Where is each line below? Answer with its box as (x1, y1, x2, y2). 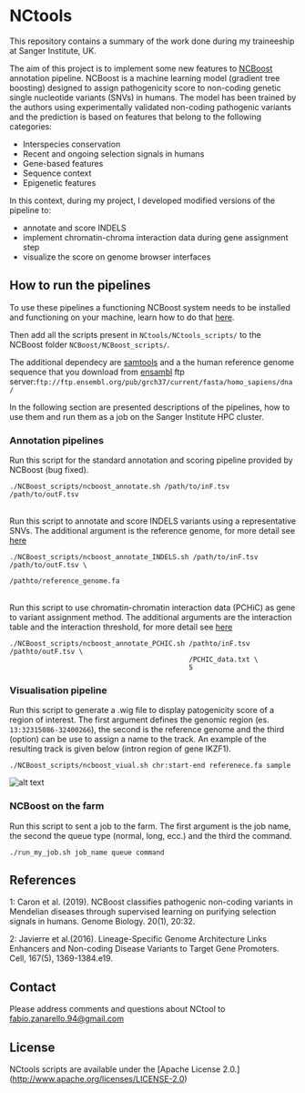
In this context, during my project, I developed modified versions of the (9, 195, 276, 206)
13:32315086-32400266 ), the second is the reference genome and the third (9, 724, 285, 735)
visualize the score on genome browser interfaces (22, 251, 211, 262)
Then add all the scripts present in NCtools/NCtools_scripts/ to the (9, 329, 261, 340)
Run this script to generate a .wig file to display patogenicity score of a (9, 705, 275, 716)
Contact (9, 979, 56, 995)
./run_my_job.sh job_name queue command (9, 848, 166, 857)
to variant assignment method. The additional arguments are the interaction (9, 612, 293, 623)
